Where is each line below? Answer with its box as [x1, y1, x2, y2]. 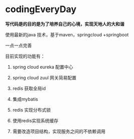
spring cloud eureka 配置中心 [12, 64, 74, 70]
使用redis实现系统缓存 [12, 117, 59, 123]
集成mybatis [12, 96, 38, 102]
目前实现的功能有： [5, 53, 45, 59]
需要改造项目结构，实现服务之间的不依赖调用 [12, 128, 106, 134]
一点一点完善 [5, 42, 32, 49]
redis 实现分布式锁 [12, 107, 51, 113]
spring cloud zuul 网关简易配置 [12, 74, 77, 80]
